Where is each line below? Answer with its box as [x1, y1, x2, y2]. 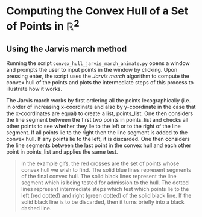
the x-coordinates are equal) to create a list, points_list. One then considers [6, 110, 194, 117]
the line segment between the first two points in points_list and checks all [6, 116, 189, 124]
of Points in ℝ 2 [6, 17, 80, 33]
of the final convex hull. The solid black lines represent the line [21, 173, 177, 180]
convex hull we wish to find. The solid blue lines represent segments [21, 166, 191, 174]
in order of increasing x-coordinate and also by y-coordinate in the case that [6, 104, 196, 111]
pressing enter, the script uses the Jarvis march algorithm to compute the [6, 72, 190, 80]
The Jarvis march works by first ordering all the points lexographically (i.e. [6, 97, 191, 104]
